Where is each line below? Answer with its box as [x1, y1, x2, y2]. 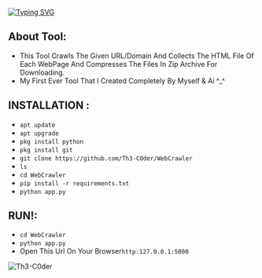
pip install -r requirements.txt [19, 179, 130, 188]
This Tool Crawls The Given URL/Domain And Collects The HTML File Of [19, 51, 254, 60]
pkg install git [19, 146, 73, 154]
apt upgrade [19, 130, 59, 137]
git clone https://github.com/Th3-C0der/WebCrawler [19, 154, 193, 163]
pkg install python [19, 137, 84, 145]
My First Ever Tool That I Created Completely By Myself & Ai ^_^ [19, 75, 226, 86]
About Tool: [8, 30, 67, 43]
